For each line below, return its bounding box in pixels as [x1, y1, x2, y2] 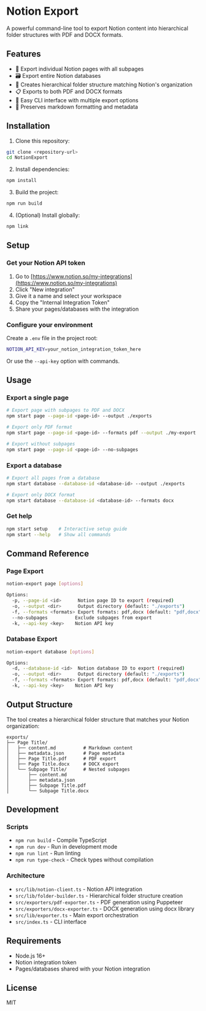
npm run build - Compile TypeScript [15, 836, 107, 844]
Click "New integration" [15, 286, 75, 293]
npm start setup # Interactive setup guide [6, 526, 128, 532]
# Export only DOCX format [6, 491, 75, 498]
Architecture [6, 871, 45, 880]
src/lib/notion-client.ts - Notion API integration [15, 885, 143, 893]
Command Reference [6, 548, 90, 559]
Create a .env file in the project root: [6, 334, 98, 341]
